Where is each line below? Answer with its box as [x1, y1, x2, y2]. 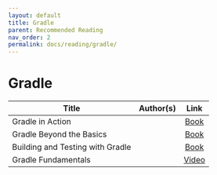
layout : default [8, 11, 61, 20]
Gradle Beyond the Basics [12, 129, 107, 140]
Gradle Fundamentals [12, 155, 92, 166]
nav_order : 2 [8, 33, 51, 42]
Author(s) [138, 103, 176, 114]
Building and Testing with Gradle [12, 142, 132, 153]
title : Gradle [8, 19, 55, 27]
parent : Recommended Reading [8, 26, 103, 34]
